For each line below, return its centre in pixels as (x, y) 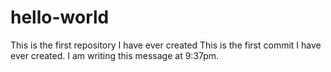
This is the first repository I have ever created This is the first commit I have (166, 45)
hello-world (60, 17)
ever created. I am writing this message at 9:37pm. (115, 55)
